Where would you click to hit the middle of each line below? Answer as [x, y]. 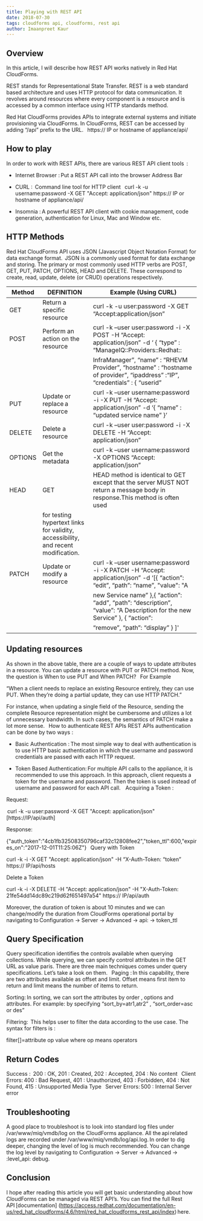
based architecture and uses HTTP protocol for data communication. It [94, 93]
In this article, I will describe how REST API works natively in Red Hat [92, 68]
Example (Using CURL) [143, 292]
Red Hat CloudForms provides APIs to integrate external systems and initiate [101, 117]
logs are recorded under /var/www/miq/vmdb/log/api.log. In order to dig [96, 1139]
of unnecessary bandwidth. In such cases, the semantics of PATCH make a [100, 719]
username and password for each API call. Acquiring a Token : [94, 788]
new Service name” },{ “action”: [137, 595]
